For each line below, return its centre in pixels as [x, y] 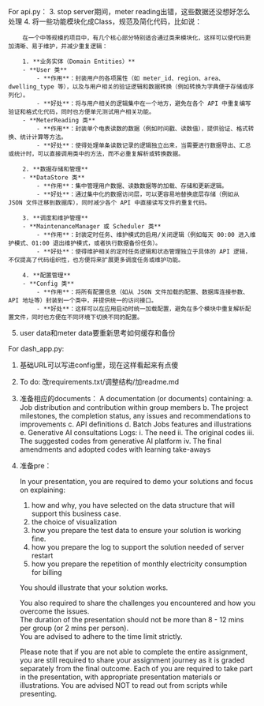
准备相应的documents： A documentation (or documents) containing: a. [136, 398]
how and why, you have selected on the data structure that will [133, 505]
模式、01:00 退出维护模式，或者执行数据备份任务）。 [87, 243]
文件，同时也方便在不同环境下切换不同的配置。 [78, 317]
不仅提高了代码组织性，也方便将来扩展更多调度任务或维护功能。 [96, 260]
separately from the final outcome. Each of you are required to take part [136, 668]
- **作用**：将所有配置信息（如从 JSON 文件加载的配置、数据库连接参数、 [143, 292]
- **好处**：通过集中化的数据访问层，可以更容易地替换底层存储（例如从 [138, 194]
